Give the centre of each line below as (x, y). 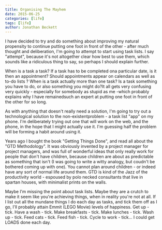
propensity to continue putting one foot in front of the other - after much (77, 46)
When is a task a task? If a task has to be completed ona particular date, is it (81, 71)
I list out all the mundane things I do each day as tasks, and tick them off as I (81, 202)
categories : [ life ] (25, 18)
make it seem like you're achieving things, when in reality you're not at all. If (81, 197)
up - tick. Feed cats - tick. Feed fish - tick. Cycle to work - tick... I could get (80, 217)
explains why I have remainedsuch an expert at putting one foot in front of (79, 97)
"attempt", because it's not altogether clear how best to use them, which (77, 57)
